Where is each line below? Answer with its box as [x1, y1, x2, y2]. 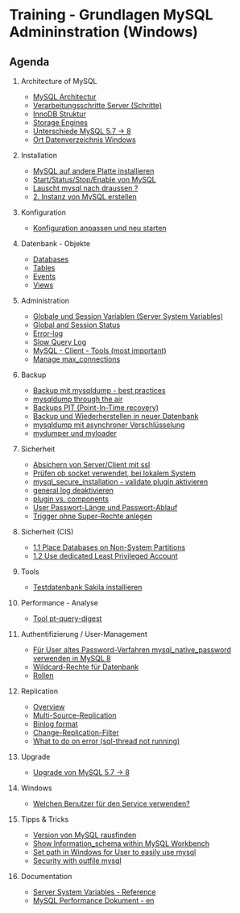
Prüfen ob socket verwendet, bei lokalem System [32, 468, 197, 478]
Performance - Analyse [20, 598, 99, 607]
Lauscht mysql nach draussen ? [32, 183, 139, 193]
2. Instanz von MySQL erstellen [32, 192, 137, 201]
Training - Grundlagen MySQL [9, 6, 213, 24]
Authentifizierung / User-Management [20, 630, 147, 639]
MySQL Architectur [32, 92, 97, 102]
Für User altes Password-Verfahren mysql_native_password [32, 645, 232, 655]
